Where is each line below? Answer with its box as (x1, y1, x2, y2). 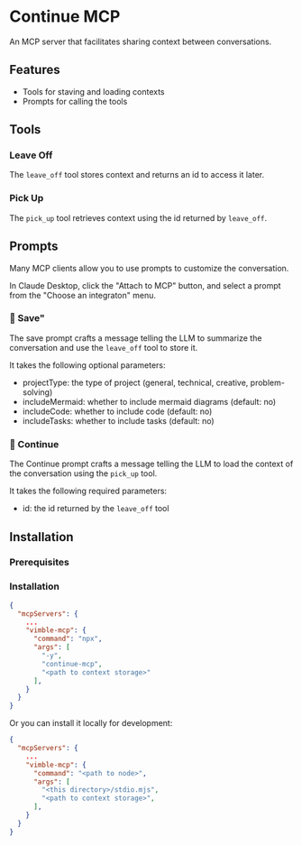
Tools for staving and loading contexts (22, 86, 165, 96)
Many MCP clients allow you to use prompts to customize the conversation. (9, 262, 289, 273)
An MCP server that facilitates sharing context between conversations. (9, 36, 272, 47)
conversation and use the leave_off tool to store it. (9, 342, 198, 353)
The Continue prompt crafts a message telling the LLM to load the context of (9, 458, 294, 470)
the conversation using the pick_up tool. (9, 468, 158, 479)
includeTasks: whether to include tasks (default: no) (22, 415, 215, 426)
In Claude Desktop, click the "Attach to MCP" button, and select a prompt (9, 280, 281, 290)
